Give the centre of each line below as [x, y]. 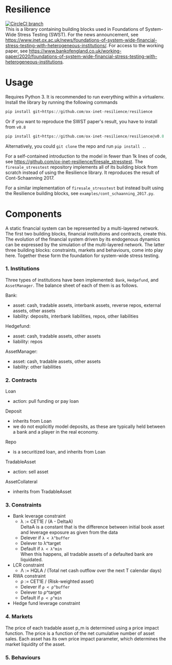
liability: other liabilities [37, 367]
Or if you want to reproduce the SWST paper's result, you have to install [81, 121]
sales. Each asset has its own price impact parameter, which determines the [86, 639]
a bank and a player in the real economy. [56, 432]
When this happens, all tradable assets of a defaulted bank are [87, 554]
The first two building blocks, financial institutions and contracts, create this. [86, 233]
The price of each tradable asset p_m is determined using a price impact [82, 628]
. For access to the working [135, 45]
